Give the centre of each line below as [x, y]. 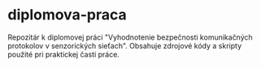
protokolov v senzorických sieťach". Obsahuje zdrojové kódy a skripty [125, 45]
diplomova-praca [67, 15]
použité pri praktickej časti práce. [63, 54]
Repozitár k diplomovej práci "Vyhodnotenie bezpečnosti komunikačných [130, 37]
